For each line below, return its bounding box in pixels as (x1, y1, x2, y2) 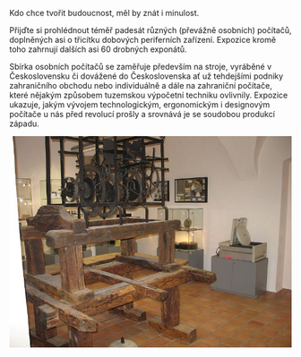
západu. (9, 118, 40, 129)
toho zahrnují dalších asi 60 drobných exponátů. (9, 44, 187, 55)
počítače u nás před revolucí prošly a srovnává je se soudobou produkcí (9, 109, 276, 119)
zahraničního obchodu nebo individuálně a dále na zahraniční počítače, (9, 81, 273, 90)
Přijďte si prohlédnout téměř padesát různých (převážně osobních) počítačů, (9, 25, 292, 35)
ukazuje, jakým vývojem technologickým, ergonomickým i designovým (9, 99, 271, 110)
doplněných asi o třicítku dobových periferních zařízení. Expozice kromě (9, 35, 276, 45)
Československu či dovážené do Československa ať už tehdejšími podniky (9, 71, 284, 81)
